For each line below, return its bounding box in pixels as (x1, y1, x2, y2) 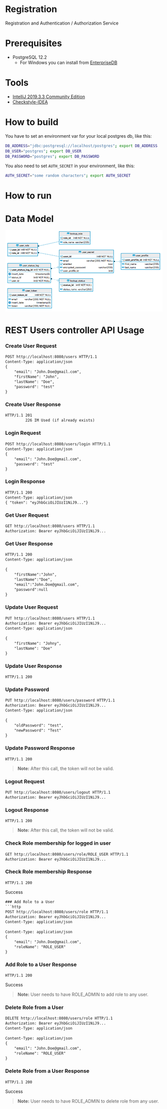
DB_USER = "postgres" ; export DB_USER (5, 149, 81, 154)
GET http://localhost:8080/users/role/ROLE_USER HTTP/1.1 (5, 852, 128, 857)
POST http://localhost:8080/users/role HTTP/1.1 (5, 909, 108, 914)
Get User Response (5, 540, 53, 547)
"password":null (14, 587, 48, 592)
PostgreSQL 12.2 (12, 54, 47, 60)
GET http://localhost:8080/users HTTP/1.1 (5, 524, 95, 529)
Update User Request (5, 604, 58, 611)
